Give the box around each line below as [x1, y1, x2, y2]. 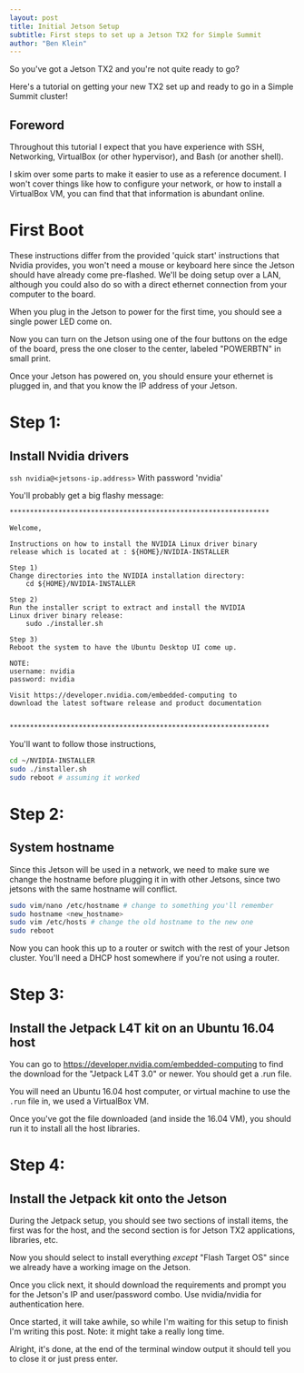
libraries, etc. [9, 1235, 59, 1246]
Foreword [9, 117, 65, 133]
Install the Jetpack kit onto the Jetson [9, 1191, 228, 1206]
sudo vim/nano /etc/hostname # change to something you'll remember [9, 901, 274, 910]
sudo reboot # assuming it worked [9, 772, 141, 782]
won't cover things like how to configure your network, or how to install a [9, 178, 282, 189]
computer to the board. [9, 288, 96, 299]
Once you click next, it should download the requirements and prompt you [9, 1279, 287, 1290]
